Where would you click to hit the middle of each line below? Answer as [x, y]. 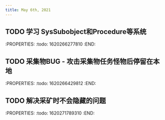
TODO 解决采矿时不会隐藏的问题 [56, 101]
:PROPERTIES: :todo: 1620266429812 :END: [51, 84]
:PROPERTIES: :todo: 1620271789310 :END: [50, 113]
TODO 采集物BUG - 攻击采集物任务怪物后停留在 [79, 61]
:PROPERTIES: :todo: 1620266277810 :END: [51, 44]
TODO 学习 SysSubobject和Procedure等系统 [76, 32]
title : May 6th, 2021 [28, 10]
